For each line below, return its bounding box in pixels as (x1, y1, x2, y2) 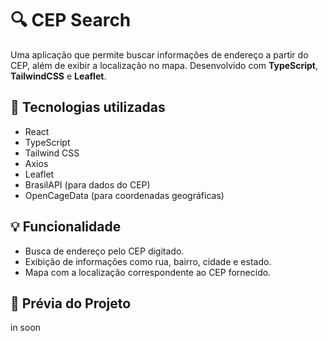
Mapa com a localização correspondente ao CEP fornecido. (24, 266, 272, 278)
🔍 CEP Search (10, 9, 132, 32)
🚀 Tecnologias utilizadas (10, 99, 166, 116)
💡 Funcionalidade (10, 218, 122, 236)
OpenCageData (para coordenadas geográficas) (24, 189, 225, 201)
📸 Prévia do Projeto (10, 295, 132, 312)
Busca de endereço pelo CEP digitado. (24, 245, 185, 257)
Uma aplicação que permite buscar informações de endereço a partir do (10, 48, 309, 61)
